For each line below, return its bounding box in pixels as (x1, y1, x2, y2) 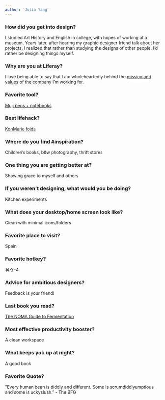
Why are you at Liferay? (5, 62, 63, 69)
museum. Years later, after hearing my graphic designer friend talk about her (5, 40, 160, 46)
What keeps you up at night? (5, 349, 75, 356)
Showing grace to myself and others (5, 173, 79, 179)
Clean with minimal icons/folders (5, 220, 71, 225)
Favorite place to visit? (5, 232, 60, 239)
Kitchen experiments (5, 196, 47, 202)
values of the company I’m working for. (5, 79, 84, 85)
